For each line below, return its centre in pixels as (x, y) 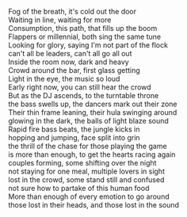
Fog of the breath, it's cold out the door (73, 11)
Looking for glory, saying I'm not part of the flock (88, 45)
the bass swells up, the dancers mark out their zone (93, 104)
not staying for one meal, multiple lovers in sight (86, 171)
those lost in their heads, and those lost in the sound (94, 205)
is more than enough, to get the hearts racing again (92, 154)
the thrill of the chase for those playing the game (88, 146)
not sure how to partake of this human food (79, 188)
